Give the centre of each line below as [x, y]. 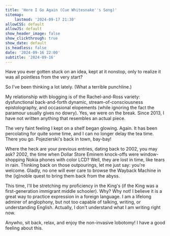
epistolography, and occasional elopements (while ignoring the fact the [80, 108]
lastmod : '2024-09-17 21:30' [45, 19]
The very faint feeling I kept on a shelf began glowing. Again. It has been [81, 128]
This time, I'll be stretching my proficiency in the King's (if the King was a [82, 186]
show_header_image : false [33, 34]
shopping [15, 160]
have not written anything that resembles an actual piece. [65, 119]
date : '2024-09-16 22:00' [33, 52]
